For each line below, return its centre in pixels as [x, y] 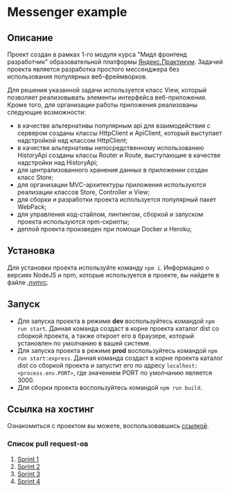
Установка [31, 251]
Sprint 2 [28, 466]
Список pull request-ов [48, 444]
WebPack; [32, 207]
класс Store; [35, 177]
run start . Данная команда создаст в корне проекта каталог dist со [118, 328]
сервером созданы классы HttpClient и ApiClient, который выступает [120, 133]
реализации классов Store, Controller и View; [83, 192]
